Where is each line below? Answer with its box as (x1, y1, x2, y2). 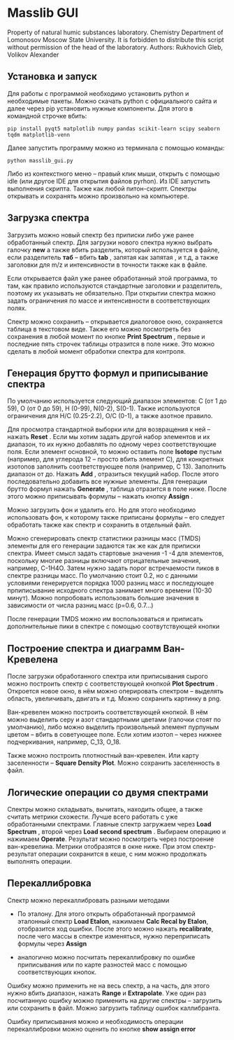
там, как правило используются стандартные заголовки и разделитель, (7, 282, 222, 290)
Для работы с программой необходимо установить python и (7, 89, 189, 97)
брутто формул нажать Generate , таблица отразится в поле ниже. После (7, 485, 227, 493)
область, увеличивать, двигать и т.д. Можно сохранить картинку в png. (7, 695, 221, 703)
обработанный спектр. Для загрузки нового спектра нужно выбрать (7, 238, 213, 247)
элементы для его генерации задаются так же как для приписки (7, 541, 200, 550)
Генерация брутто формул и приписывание (7, 367, 208, 379)
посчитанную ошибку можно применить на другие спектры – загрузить (7, 996, 222, 1004)
